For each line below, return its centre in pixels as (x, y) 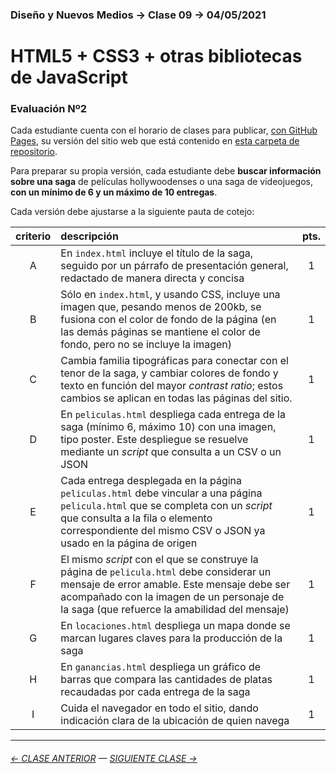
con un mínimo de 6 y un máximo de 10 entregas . (114, 192)
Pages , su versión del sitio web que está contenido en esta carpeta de (155, 141)
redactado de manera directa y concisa (152, 278)
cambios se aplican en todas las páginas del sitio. (176, 398)
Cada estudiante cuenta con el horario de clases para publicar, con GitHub (164, 130)
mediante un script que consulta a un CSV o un (171, 452)
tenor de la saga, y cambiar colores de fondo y (169, 373)
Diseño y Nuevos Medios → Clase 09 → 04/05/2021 (138, 15)
